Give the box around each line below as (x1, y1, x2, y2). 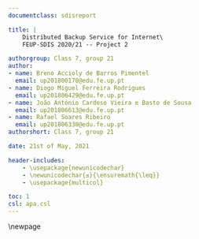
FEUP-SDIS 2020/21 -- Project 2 (22, 40, 128, 48)
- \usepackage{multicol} (22, 178, 104, 186)
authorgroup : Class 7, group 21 (8, 54, 114, 63)
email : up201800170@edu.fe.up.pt (15, 77, 125, 84)
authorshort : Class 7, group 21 (8, 128, 114, 136)
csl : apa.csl (8, 200, 51, 208)
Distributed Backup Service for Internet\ (22, 33, 164, 41)
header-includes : (8, 156, 65, 164)
